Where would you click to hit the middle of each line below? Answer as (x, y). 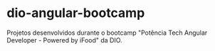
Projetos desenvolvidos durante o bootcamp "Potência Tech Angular (107, 33)
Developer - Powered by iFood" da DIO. (64, 40)
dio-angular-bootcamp (76, 13)
